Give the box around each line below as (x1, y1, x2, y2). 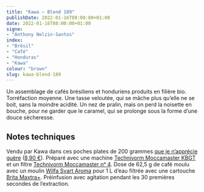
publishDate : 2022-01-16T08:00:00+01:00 (6, 15, 111, 21)
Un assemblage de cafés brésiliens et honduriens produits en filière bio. (6, 88, 187, 95)
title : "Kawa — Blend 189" (6, 9, 75, 15)
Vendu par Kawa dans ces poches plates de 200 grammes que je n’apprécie (6, 148, 198, 155)
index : (6, 37, 23, 43)
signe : (6, 26, 23, 32)
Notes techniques (6, 132, 76, 142)
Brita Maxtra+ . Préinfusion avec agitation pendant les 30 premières (6, 174, 175, 181)
